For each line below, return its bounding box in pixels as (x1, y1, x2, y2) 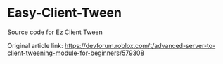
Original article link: (7, 41, 63, 49)
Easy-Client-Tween (7, 5, 122, 21)
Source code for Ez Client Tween (7, 28, 103, 36)
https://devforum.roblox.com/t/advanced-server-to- (64, 41, 216, 49)
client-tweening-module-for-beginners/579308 (7, 49, 145, 57)
